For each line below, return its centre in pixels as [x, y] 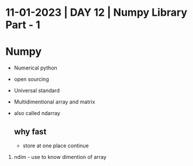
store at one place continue [56, 146]
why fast [30, 132]
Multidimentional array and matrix [54, 102]
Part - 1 [23, 25]
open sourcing [31, 79]
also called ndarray [37, 113]
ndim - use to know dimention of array [60, 157]
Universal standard [37, 91]
